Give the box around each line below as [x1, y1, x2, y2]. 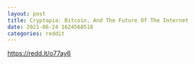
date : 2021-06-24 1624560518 [7, 23, 94, 30]
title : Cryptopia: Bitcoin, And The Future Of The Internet [7, 17, 189, 24]
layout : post [7, 10, 46, 18]
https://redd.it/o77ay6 [7, 49, 72, 58]
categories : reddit [7, 30, 65, 37]
